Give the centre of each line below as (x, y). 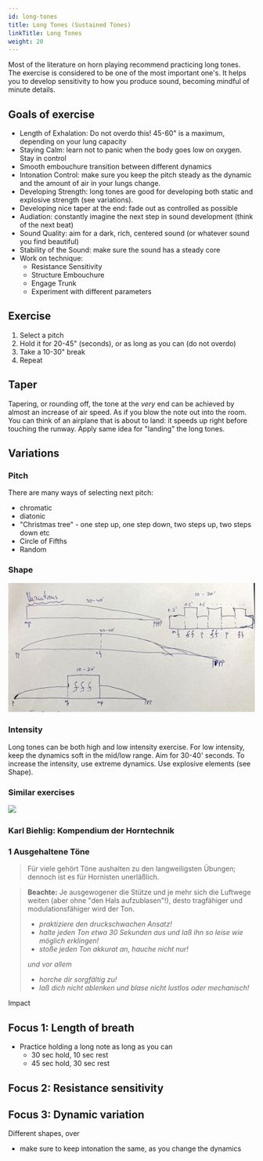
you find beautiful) (49, 242)
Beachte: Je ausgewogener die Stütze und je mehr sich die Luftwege (139, 892)
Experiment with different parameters (91, 292)
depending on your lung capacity (73, 142)
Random (33, 550)
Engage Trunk (54, 283)
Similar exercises (41, 792)
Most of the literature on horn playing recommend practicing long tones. (124, 65)
